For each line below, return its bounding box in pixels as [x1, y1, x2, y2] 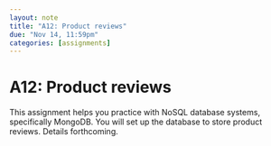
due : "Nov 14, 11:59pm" [9, 30, 99, 39]
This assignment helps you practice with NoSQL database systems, [9, 107, 260, 118]
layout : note [9, 13, 59, 23]
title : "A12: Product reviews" [9, 22, 127, 31]
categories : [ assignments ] [9, 38, 111, 48]
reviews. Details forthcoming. [9, 126, 119, 137]
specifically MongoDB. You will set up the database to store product [9, 116, 263, 127]
